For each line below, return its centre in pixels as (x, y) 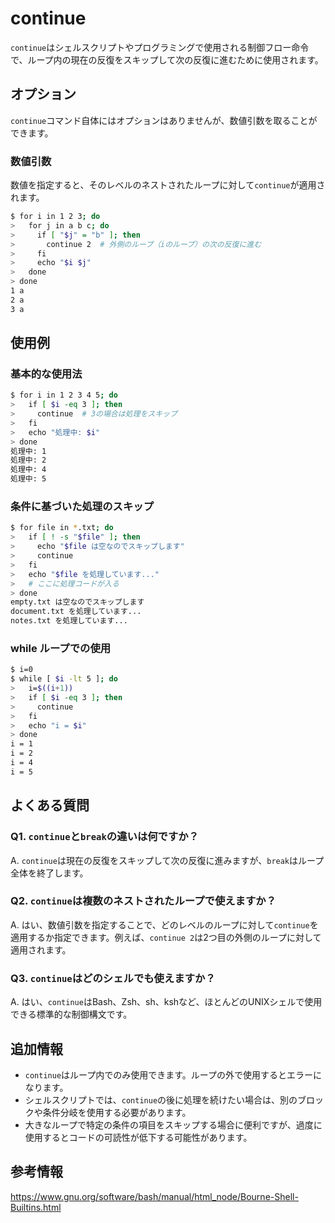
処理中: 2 (28, 460)
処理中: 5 (28, 479)
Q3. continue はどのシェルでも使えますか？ (113, 978)
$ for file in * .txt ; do (62, 528)
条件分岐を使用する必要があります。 (117, 1112)
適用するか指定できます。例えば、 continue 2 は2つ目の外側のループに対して (166, 937)
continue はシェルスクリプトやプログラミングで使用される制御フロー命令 (160, 47)
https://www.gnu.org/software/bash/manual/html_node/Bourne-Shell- (154, 1196)
